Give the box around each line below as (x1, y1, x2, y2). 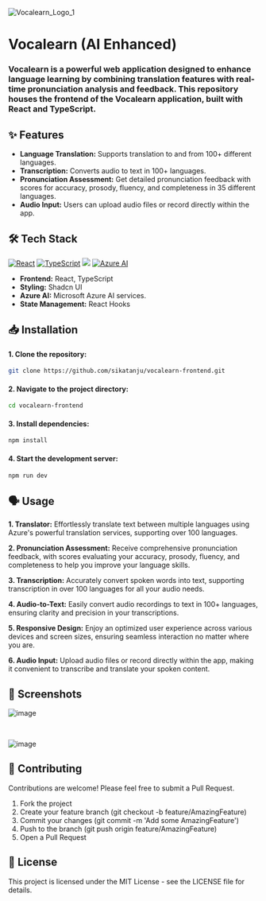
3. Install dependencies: (8, 418, 90, 429)
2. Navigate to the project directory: (8, 384, 129, 394)
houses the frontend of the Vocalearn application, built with (8, 94, 244, 105)
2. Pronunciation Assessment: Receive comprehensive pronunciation (8, 543, 238, 553)
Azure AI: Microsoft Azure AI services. (19, 290, 147, 300)
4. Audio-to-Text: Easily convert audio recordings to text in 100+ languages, (8, 600, 258, 609)
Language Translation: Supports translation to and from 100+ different (19, 149, 252, 158)
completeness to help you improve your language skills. (8, 561, 191, 570)
